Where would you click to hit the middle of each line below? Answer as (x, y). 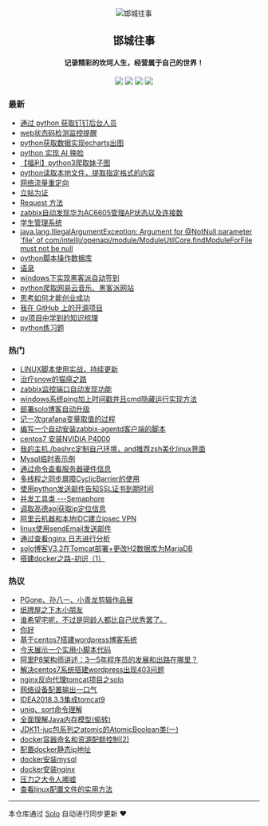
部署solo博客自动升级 (55, 409)
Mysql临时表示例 (47, 459)
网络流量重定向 (44, 183)
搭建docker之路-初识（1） (62, 559)
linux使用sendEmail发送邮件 (65, 529)
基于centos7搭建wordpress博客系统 (79, 640)
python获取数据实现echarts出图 (72, 143)
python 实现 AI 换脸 (51, 152)
